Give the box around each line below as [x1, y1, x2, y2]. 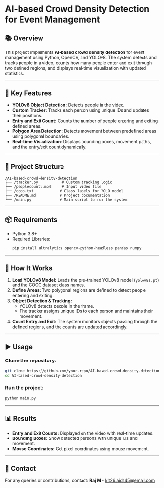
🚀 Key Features [5, 89, 52, 98]
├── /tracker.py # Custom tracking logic [5, 180, 112, 185]
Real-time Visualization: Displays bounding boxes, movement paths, [12, 138, 151, 144]
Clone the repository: [5, 357, 57, 364]
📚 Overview [5, 34, 44, 42]
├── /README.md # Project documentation [5, 193, 110, 198]
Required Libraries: [12, 236, 51, 242]
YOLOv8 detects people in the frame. [19, 303, 94, 309]
